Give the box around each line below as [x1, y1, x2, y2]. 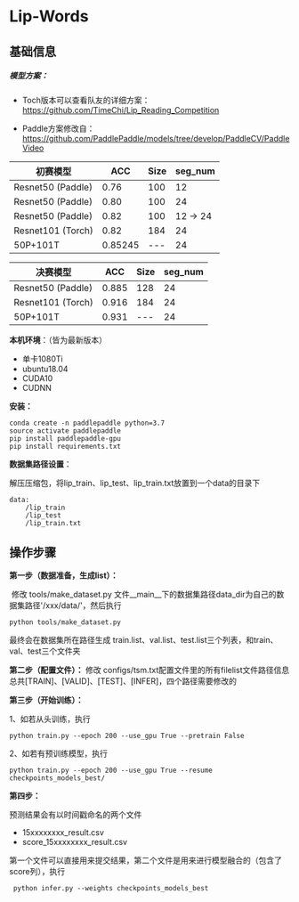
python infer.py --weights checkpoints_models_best [12, 884, 209, 893]
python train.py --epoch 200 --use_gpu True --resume [9, 766, 214, 776]
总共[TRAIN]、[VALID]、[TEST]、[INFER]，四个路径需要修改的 [9, 676, 238, 687]
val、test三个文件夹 [9, 646, 81, 656]
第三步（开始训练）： [9, 695, 84, 705]
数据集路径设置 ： [9, 459, 72, 469]
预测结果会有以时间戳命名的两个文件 [9, 809, 142, 820]
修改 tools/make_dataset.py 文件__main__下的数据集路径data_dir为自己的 [11, 589, 278, 600]
